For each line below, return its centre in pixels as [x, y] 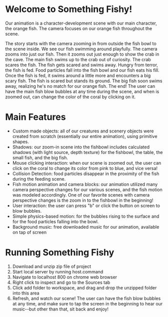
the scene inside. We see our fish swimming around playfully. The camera [81, 49]
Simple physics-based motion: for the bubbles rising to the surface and [86, 216]
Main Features [35, 117]
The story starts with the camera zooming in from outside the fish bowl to [81, 43]
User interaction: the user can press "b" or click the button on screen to [86, 205]
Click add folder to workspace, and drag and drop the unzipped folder [84, 287]
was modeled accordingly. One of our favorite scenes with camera [81, 195]
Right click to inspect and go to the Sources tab [61, 282]
